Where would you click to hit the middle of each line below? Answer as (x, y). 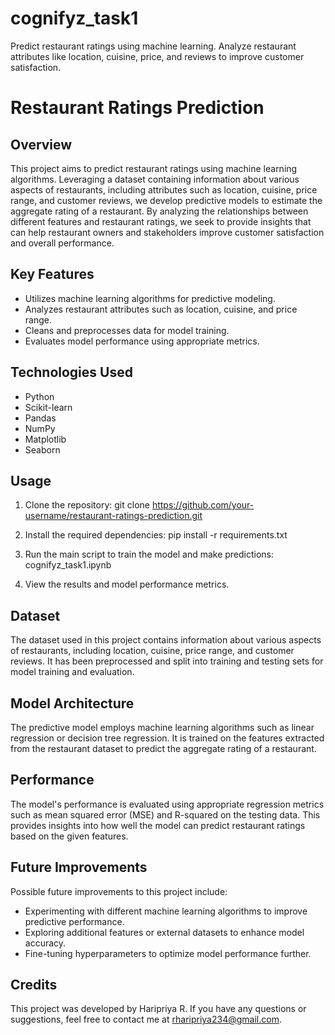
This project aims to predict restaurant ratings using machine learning (154, 168)
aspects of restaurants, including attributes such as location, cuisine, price (164, 189)
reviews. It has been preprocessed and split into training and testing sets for (167, 661)
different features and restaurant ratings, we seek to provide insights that (161, 221)
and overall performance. (62, 243)
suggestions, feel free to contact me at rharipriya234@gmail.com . (146, 1019)
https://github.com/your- (203, 505)
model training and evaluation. (72, 672)
